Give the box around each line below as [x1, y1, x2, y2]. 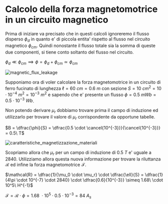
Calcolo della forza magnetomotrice [5, 3, 158, 15]
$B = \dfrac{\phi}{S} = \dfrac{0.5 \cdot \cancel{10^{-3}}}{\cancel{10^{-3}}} [5, 124, 160, 130]
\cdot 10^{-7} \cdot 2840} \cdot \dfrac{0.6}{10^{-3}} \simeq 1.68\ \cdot [16, 176, 163, 183]
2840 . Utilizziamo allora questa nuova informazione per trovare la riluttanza [5, 156, 161, 162]
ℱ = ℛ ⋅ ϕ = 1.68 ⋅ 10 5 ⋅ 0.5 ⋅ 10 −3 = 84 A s [5, 191, 92, 200]
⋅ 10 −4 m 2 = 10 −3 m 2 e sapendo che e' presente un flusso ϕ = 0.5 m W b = [5, 90, 156, 97]
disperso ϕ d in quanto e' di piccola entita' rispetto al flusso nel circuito [5, 36, 150, 43]
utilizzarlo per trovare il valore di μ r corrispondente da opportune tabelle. [5, 114, 155, 121]
